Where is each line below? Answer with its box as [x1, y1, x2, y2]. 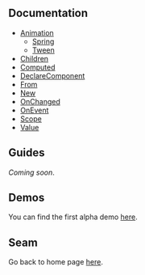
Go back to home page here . [8, 257, 103, 267]
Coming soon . [8, 167, 55, 177]
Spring [31, 36, 55, 46]
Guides [8, 146, 46, 160]
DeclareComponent [19, 70, 85, 80]
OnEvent [19, 105, 49, 115]
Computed [19, 62, 56, 72]
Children [19, 53, 49, 63]
